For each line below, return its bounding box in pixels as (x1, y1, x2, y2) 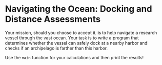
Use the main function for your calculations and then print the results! (5, 54, 144, 60)
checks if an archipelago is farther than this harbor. (5, 45, 108, 51)
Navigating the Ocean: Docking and (5, 3, 152, 15)
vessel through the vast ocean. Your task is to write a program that (5, 35, 139, 41)
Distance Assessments (5, 14, 101, 25)
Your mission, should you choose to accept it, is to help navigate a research (5, 30, 157, 35)
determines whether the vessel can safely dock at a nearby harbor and (5, 40, 148, 46)
